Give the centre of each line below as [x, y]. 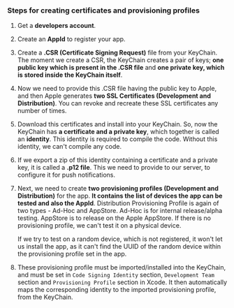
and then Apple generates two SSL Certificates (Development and [114, 96]
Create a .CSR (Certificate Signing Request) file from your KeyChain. [117, 53]
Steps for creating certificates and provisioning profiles [104, 10]
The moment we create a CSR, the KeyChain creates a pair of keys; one [120, 60]
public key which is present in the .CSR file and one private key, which [121, 68]
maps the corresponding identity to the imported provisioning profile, [117, 290]
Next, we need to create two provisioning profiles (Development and [118, 189]
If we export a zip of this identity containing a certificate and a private [117, 160]
